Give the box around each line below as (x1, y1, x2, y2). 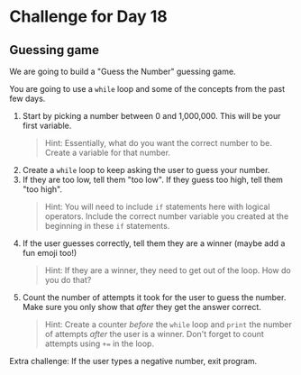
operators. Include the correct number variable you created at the (44, 211, 289, 222)
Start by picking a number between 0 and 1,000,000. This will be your (22, 111, 281, 121)
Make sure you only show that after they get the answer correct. (22, 302, 261, 312)
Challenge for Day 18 (9, 6, 169, 27)
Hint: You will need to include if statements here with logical (44, 201, 270, 212)
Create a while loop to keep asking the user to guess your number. (22, 165, 270, 175)
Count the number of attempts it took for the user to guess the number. (22, 292, 287, 303)
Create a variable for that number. (44, 147, 171, 158)
